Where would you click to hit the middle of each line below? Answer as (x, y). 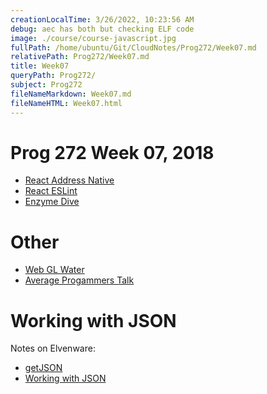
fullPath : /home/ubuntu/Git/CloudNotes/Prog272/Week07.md (133, 47)
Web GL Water (54, 270)
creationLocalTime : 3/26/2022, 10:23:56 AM (102, 19)
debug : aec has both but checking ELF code (102, 29)
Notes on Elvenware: (53, 348)
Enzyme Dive (52, 202)
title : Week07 (40, 66)
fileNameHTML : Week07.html (66, 103)
